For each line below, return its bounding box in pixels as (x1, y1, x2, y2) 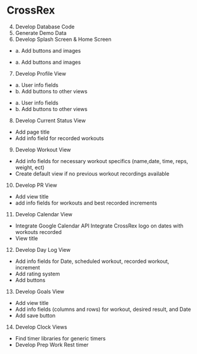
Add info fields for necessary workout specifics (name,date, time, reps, (15, 157, 188, 164)
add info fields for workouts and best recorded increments (15, 199, 157, 206)
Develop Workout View (15, 146, 71, 153)
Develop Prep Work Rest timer (15, 341, 89, 348)
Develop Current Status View (15, 116, 86, 124)
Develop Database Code (15, 23, 75, 30)
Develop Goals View (15, 288, 64, 295)
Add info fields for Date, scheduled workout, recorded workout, (15, 258, 170, 265)
